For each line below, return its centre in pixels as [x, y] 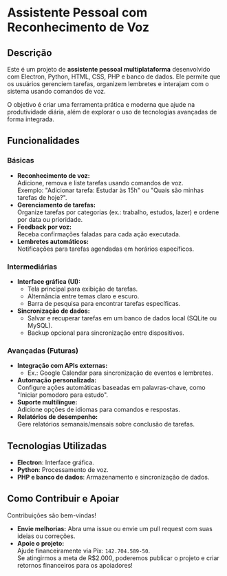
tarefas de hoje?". [42, 197]
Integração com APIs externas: [62, 366]
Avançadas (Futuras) [43, 351]
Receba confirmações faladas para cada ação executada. [99, 234]
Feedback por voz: [44, 227]
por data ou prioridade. [50, 219]
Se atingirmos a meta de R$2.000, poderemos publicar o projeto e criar [118, 558]
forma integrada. [31, 119]
